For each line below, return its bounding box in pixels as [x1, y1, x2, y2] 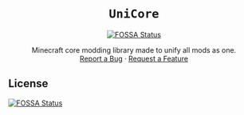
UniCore [108, 6, 159, 22]
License [8, 77, 49, 90]
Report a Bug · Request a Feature [79, 54, 189, 63]
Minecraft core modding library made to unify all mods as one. [31, 45, 237, 54]
